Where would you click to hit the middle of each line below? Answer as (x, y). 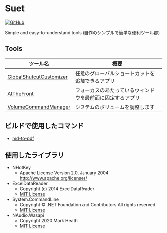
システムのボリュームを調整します (115, 107)
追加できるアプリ (95, 81)
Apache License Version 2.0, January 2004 (64, 173)
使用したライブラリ (35, 155)
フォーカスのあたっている (105, 90)
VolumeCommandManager (39, 107)
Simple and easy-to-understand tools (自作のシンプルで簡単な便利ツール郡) (83, 32)
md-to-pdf (23, 138)
